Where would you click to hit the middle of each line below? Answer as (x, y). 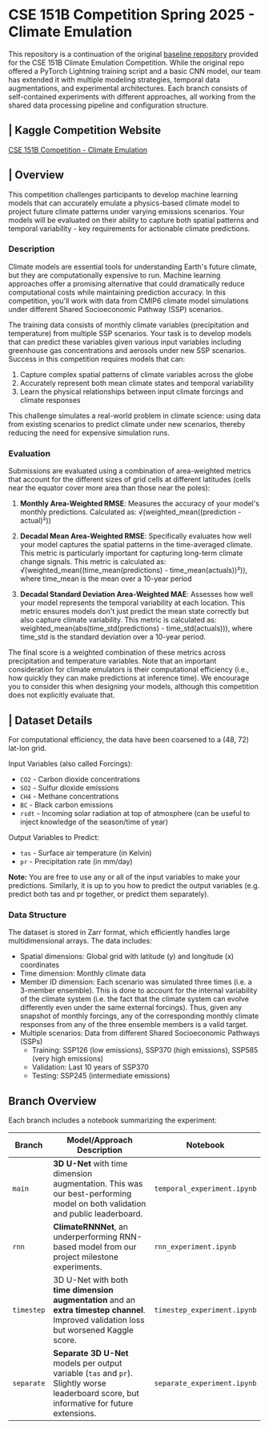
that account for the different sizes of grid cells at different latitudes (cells (130, 480)
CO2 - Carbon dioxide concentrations (80, 779)
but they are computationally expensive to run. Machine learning (114, 275)
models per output (88, 1363)
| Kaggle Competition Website (85, 130)
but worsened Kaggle (93, 1330)
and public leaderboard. (98, 1214)
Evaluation (29, 453)
